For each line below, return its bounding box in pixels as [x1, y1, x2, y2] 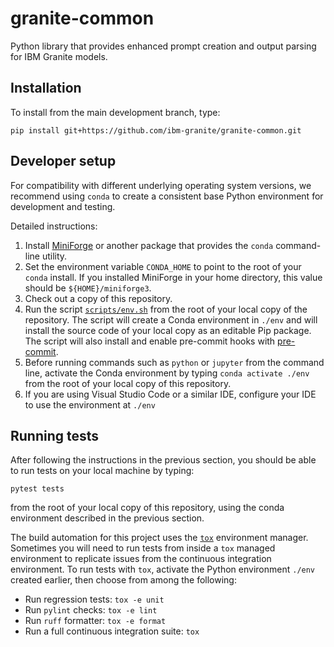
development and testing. [10, 200, 116, 212]
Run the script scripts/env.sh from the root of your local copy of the [24, 303, 308, 315]
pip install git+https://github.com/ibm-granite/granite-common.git [10, 125, 302, 136]
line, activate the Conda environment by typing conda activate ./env [24, 367, 310, 379]
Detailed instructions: [10, 220, 98, 232]
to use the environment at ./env [24, 398, 156, 411]
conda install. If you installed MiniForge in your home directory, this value [24, 271, 323, 283]
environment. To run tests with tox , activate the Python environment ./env [10, 563, 316, 576]
